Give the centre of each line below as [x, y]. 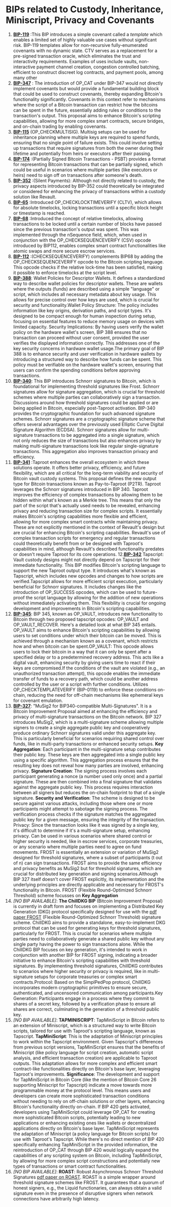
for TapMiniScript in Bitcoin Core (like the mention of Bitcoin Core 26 [85, 1080]
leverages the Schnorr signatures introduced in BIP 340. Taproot [81, 489]
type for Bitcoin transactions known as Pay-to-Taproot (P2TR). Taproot [87, 484]
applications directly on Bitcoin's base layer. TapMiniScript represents [86, 1128]
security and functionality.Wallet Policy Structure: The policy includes [86, 305]
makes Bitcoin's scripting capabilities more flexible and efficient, [80, 516]
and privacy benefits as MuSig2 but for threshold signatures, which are [87, 868]
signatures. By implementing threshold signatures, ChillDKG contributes [88, 966]
